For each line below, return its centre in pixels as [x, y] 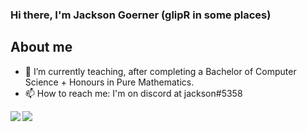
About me [41, 47]
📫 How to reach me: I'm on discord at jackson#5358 [133, 93]
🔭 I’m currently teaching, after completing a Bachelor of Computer [160, 71]
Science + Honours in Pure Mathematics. [109, 82]
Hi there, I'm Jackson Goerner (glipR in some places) [141, 15]
